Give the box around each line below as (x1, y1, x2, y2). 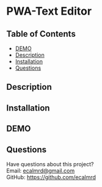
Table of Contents (6, 29, 76, 39)
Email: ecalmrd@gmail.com (6, 167, 75, 174)
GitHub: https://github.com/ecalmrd (6, 173, 97, 181)
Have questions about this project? (6, 160, 94, 167)
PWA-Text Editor (6, 4, 92, 18)
